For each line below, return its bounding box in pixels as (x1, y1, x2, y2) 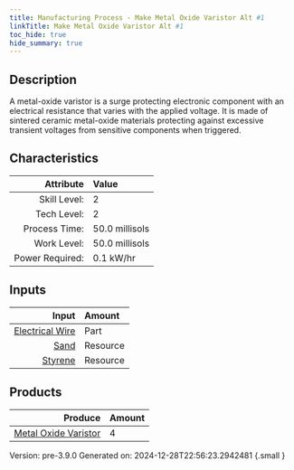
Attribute (44, 177, 84, 190)
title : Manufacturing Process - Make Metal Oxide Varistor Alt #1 (9, 13, 265, 23)
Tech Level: (35, 207, 84, 220)
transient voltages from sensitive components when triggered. (9, 125, 242, 136)
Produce (62, 411, 101, 424)
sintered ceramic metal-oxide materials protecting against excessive (9, 115, 264, 127)
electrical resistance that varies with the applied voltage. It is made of (9, 106, 269, 117)
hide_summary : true (9, 38, 83, 48)
